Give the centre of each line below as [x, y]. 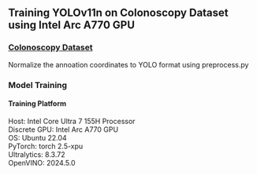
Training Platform [37, 104]
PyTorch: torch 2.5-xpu [46, 146]
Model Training [38, 85]
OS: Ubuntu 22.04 [37, 137]
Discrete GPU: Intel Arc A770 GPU [63, 129]
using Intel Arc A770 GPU [72, 26]
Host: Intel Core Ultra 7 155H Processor [72, 121]
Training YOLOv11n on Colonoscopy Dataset [118, 13]
